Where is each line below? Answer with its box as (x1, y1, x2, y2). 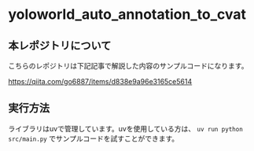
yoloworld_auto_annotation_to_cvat (8, 6, 246, 24)
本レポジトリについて (8, 39, 112, 52)
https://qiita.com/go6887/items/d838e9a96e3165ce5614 (8, 77, 193, 86)
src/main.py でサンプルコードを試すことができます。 (8, 134, 179, 143)
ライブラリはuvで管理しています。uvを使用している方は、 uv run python (8, 123, 244, 133)
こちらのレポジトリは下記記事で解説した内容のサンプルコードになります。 (8, 61, 248, 70)
